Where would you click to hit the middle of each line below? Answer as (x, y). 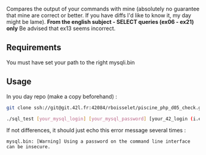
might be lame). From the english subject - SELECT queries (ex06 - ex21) (100, 22)
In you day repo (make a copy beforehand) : (62, 96)
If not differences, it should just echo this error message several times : (96, 130)
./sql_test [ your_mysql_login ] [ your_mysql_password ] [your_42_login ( (100, 119)
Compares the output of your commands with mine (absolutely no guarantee (103, 9)
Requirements (34, 47)
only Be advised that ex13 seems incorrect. (61, 28)
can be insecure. (29, 147)
